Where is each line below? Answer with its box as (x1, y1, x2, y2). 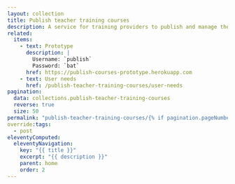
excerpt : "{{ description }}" (20, 153, 108, 161)
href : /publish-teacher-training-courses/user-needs (25, 82, 183, 89)
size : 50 (13, 108, 39, 115)
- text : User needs (20, 75, 77, 83)
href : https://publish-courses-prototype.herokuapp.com (25, 69, 192, 76)
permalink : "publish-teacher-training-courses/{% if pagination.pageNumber (7, 114, 233, 121)
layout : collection (7, 10, 64, 17)
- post (13, 127, 33, 134)
